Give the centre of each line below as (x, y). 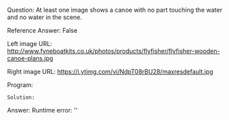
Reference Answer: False (42, 31)
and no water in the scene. (44, 17)
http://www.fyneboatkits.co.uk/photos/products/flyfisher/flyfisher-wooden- (113, 51)
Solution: (21, 97)
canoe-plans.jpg (30, 58)
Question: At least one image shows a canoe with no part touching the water (115, 10)
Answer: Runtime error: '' (42, 110)
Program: (20, 85)
